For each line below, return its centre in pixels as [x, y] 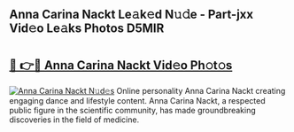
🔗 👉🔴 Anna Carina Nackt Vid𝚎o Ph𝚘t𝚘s [121, 65]
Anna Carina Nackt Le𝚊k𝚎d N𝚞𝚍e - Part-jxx [132, 15]
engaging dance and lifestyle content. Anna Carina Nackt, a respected [137, 101]
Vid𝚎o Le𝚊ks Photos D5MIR [87, 29]
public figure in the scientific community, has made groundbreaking [133, 110]
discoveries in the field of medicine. [74, 120]
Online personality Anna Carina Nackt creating [201, 91]
